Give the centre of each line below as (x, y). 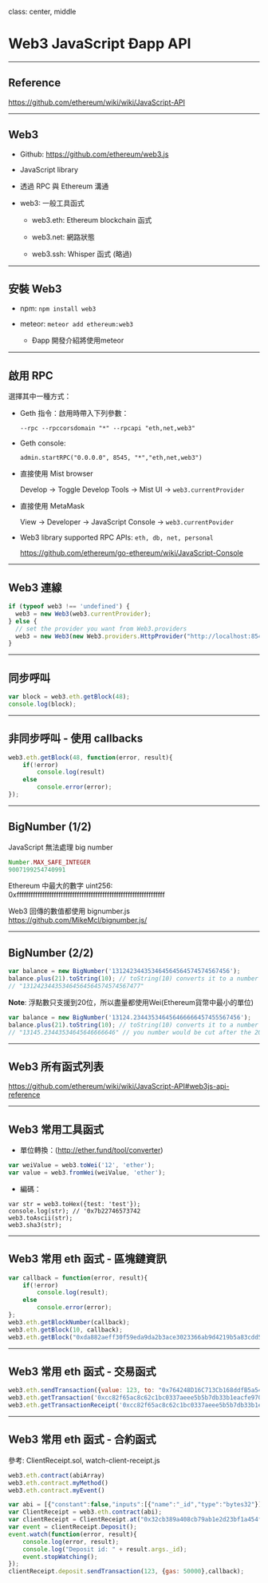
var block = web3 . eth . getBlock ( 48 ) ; (69, 697)
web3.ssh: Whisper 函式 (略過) (82, 254)
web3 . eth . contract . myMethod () (59, 1483)
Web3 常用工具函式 (56, 1129)
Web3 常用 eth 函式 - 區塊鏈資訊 (88, 1259)
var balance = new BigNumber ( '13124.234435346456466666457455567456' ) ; (130, 1017)
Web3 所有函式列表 (56, 1066)
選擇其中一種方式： (40, 396)
